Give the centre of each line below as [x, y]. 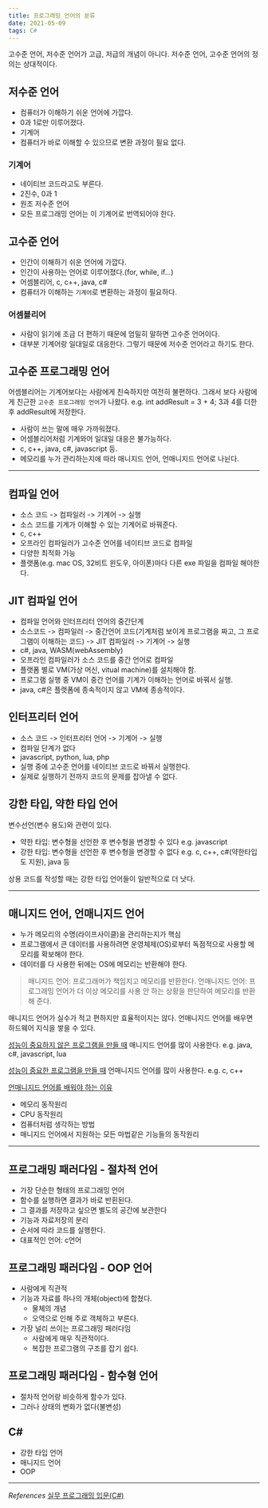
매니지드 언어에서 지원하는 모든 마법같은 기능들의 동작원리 [109, 1134]
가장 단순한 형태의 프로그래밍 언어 [72, 1190]
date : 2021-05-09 [37, 23]
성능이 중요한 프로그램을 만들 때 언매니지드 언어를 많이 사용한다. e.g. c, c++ [126, 1071]
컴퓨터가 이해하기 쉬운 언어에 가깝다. [76, 113]
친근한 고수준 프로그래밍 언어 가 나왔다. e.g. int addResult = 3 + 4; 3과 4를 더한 [137, 402]
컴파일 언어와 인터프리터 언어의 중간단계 [82, 621]
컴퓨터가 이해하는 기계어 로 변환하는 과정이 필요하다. [98, 292]
